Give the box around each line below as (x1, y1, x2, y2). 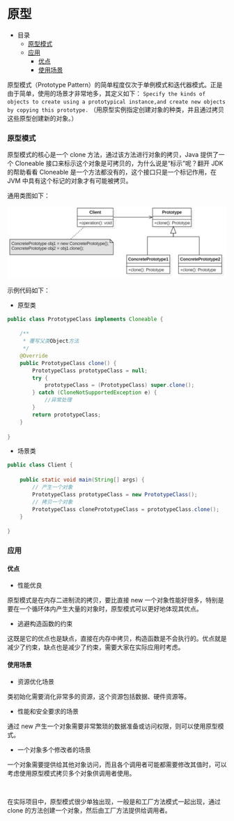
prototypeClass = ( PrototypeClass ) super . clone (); (44, 382, 195, 389)
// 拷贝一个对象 (32, 498, 73, 505)
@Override (19, 352, 49, 360)
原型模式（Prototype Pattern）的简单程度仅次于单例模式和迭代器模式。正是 (7, 80, 223, 89)
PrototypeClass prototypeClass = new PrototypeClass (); (32, 491, 198, 498)
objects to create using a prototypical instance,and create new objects (7, 98, 226, 105)
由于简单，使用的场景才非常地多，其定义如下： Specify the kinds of (7, 89, 206, 98)
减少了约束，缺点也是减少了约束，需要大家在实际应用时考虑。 (7, 643, 185, 651)
